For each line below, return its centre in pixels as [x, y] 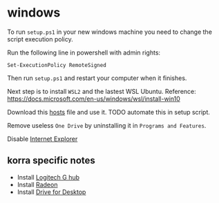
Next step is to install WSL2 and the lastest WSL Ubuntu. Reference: [102, 91]
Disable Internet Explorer [42, 139]
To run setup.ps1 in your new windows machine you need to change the [110, 32]
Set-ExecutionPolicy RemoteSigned [57, 65]
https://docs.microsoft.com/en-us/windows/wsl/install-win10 [94, 99]
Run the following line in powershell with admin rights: [84, 52]
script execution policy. [40, 39]
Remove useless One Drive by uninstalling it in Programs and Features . [107, 125]
